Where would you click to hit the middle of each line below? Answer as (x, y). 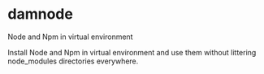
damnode (41, 14)
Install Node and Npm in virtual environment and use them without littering (132, 52)
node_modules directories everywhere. (73, 61)
